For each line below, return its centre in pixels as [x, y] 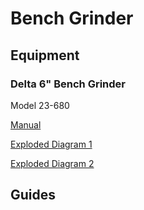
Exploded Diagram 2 [52, 163]
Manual [26, 124]
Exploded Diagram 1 [51, 144]
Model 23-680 [40, 105]
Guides [33, 195]
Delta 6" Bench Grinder [68, 84]
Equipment [45, 55]
